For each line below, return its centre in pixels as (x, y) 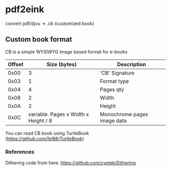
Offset (16, 64)
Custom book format (39, 39)
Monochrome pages (124, 114)
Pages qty (112, 89)
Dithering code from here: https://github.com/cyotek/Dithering (70, 163)
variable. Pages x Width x (59, 114)
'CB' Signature (117, 73)
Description (131, 64)
